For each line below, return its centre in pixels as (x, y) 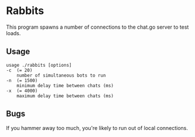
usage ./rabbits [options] (39, 65)
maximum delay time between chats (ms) (65, 96)
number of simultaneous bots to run (61, 75)
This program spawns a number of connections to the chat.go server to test (97, 27)
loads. (13, 33)
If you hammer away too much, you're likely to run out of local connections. (97, 128)
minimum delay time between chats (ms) (65, 85)
